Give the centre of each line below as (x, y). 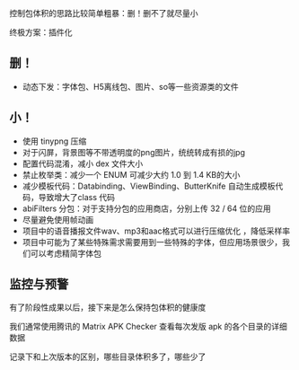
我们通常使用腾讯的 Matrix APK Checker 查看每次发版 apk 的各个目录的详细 (148, 327)
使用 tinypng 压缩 (54, 141)
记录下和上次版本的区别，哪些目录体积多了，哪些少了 (108, 357)
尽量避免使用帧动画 (58, 219)
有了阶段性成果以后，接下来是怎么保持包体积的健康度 (108, 307)
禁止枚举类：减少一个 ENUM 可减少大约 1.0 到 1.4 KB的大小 (131, 174)
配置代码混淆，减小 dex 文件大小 (83, 163)
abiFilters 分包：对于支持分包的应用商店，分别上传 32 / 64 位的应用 (146, 208)
